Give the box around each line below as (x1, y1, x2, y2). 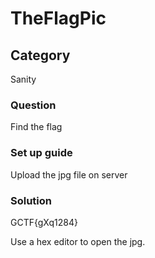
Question (10, 98, 57, 112)
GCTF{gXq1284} (10, 216, 79, 228)
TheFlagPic (10, 7, 107, 30)
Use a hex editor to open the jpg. (10, 235, 146, 247)
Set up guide (10, 146, 73, 160)
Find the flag (10, 121, 63, 133)
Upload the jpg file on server (10, 168, 128, 181)
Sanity (10, 73, 37, 85)
